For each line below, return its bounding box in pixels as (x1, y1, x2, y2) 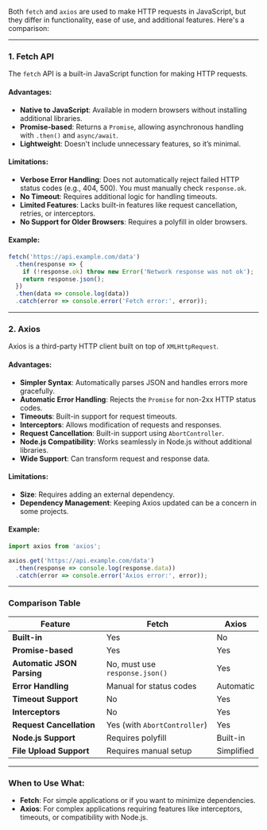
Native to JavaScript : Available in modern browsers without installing (19, 105, 248, 115)
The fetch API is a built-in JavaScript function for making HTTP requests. (8, 69, 248, 79)
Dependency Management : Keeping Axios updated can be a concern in (19, 497, 257, 508)
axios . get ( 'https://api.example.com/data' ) (8, 556, 155, 564)
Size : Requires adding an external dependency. (19, 489, 175, 499)
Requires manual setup (106, 745, 192, 756)
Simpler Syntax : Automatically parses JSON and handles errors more (19, 377, 248, 387)
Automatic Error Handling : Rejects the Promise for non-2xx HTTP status (19, 394, 257, 404)
